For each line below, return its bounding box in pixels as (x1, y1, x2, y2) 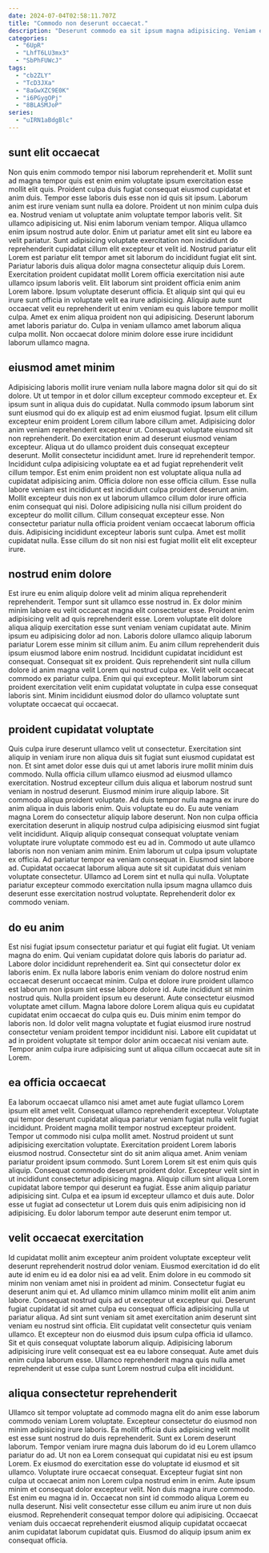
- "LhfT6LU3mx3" (15, 49, 70, 57)
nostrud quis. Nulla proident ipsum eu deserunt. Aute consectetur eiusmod (8, 992, 255, 1003)
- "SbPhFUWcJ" (15, 57, 62, 65)
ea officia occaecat (8, 1076, 106, 1089)
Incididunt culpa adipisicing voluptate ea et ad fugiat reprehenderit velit (8, 459, 244, 468)
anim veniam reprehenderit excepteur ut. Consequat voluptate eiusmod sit (8, 424, 254, 434)
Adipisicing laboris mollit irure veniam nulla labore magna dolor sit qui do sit (8, 382, 258, 391)
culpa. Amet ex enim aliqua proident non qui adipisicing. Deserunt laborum (8, 312, 255, 322)
